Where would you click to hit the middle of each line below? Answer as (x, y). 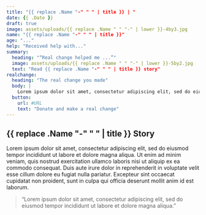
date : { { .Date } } (30, 18)
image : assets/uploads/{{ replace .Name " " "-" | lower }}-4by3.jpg (97, 29)
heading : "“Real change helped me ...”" (64, 58)
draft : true (21, 23)
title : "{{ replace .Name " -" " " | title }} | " (71, 12)
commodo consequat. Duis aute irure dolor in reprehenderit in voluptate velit (103, 168)
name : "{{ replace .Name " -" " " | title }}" (65, 35)
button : (22, 97)
